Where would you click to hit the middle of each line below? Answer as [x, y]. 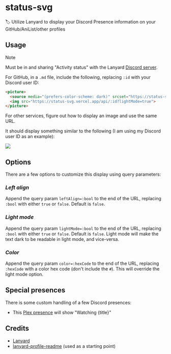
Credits [17, 328]
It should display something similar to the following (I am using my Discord [83, 131]
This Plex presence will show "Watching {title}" [62, 312]
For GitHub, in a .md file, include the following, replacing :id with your [78, 77]
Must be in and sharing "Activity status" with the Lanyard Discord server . [81, 67]
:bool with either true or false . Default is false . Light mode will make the [82, 234]
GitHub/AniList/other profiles [35, 29]
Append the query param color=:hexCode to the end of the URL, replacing [82, 263]
